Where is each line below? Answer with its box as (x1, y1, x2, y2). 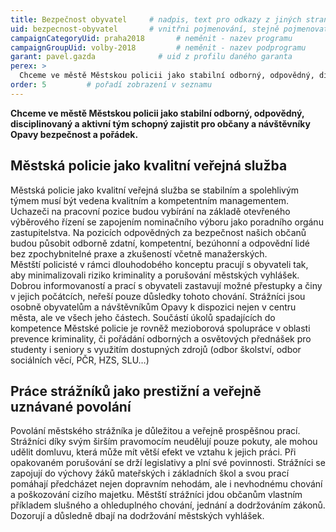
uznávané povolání (10, 398, 132, 415)
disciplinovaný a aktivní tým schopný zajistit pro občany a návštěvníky (10, 117, 311, 130)
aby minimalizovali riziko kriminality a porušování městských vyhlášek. (10, 269, 300, 281)
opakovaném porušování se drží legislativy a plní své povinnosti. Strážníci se (10, 457, 326, 469)
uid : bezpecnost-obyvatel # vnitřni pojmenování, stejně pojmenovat (10, 24, 329, 34)
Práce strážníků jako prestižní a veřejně (10, 382, 262, 400)
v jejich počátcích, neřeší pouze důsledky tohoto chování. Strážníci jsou (10, 290, 306, 302)
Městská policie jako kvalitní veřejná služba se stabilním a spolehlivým (10, 184, 300, 196)
